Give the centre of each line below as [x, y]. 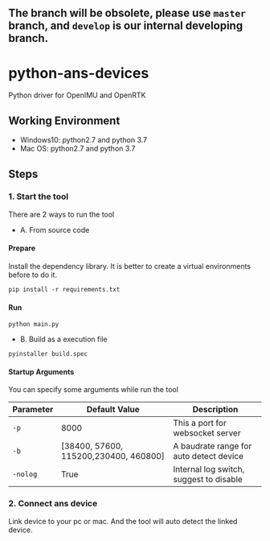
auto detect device [208, 456]
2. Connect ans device [53, 504]
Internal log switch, [209, 469]
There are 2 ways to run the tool [61, 214]
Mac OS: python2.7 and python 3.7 [78, 149]
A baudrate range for [212, 446]
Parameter [33, 410]
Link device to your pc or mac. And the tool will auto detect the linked [123, 521]
